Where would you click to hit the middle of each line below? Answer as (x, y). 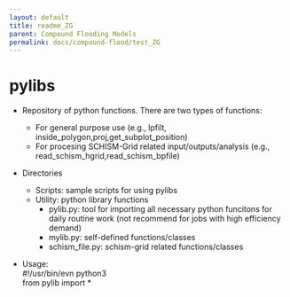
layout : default (39, 17)
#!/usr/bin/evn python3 (64, 274)
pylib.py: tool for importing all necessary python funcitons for (160, 209)
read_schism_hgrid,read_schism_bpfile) (107, 156)
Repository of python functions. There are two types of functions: (142, 111)
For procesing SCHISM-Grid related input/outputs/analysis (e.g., (153, 146)
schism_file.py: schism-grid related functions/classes (146, 247)
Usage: (35, 264)
